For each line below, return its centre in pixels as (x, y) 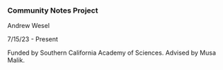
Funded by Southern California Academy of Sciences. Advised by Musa (112, 53)
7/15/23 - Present (33, 39)
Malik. (16, 60)
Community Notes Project (53, 10)
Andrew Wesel (29, 26)
